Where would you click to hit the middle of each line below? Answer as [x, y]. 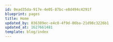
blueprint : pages [22, 14]
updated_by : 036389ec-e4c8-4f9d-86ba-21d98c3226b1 [57, 23]
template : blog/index [27, 32]
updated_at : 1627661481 [29, 28]
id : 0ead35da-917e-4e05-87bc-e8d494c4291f [48, 9]
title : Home [17, 18]
